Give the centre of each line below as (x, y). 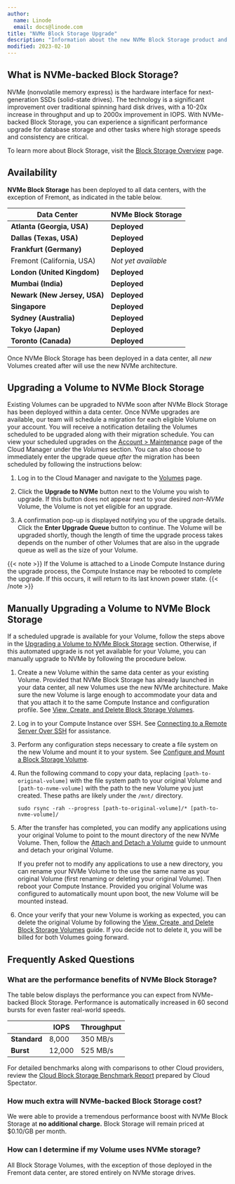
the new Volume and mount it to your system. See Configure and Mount (121, 752)
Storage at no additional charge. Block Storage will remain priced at (106, 1124)
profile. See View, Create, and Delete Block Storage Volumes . (106, 710)
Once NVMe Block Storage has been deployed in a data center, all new (109, 358)
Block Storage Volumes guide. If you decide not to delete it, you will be (120, 930)
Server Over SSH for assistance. (64, 731)
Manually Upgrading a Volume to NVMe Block (109, 609)
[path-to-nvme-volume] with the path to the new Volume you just (110, 788)
